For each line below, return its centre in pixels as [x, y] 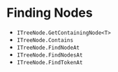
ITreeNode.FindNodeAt [48, 48]
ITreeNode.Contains [45, 40]
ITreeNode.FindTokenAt [50, 62]
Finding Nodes [50, 13]
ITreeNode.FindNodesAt [50, 55]
